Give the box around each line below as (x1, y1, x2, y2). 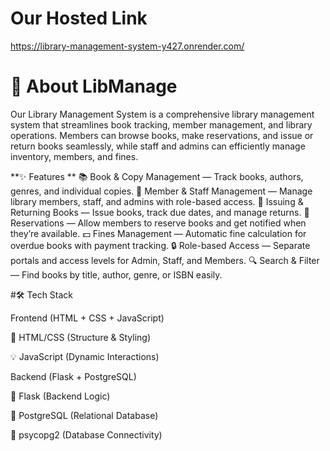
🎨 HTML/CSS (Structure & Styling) (10, 331, 151, 343)
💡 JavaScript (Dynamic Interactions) (10, 350, 160, 362)
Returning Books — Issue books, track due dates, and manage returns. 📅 (10, 206, 310, 218)
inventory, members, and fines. (10, 150, 139, 162)
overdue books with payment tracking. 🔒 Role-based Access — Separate (10, 239, 311, 251)
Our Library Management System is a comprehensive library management (10, 108, 315, 120)
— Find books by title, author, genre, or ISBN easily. (10, 268, 223, 281)
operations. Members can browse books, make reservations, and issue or (10, 129, 314, 141)
